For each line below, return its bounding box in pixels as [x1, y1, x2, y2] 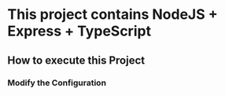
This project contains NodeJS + [7, 6, 218, 24]
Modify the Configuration [7, 77, 107, 88]
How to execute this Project [7, 54, 146, 67]
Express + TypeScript [7, 22, 151, 40]
